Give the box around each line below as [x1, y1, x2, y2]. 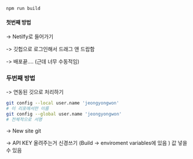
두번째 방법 [6, 74, 36, 82]
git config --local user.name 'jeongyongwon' [6, 100, 119, 106]
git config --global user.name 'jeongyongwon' [6, 111, 122, 117]
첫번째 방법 [6, 19, 31, 26]
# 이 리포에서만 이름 [6, 106, 49, 111]
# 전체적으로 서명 [6, 117, 43, 123]
